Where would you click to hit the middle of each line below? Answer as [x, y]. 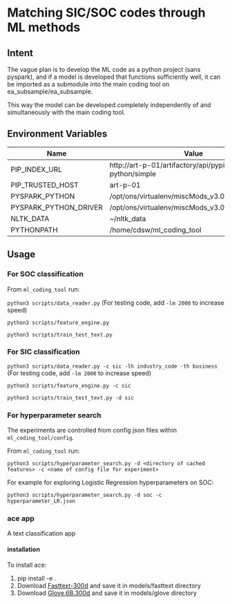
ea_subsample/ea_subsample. [50, 92]
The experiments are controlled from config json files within [92, 431]
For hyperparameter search [54, 415]
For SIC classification [44, 352]
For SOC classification [46, 274]
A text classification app [41, 534]
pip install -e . [37, 578]
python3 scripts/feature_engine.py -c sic [69, 386]
